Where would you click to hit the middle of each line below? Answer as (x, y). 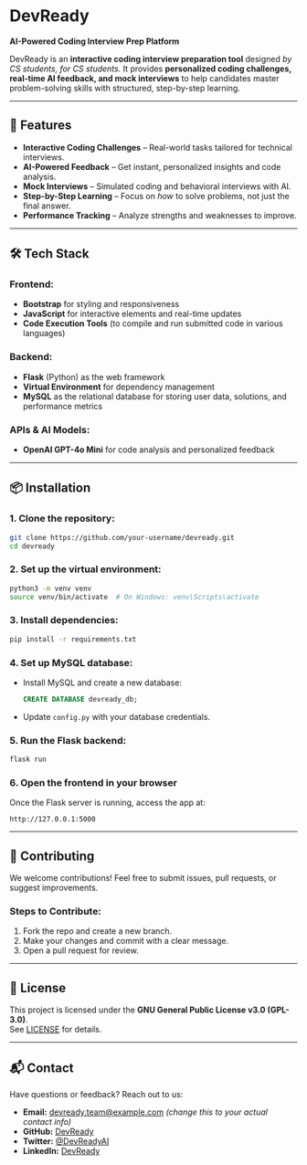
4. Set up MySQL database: (71, 662)
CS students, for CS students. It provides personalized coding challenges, (151, 69)
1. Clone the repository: (63, 519)
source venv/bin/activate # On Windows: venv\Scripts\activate (134, 597)
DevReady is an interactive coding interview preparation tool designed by (151, 58)
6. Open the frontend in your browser (94, 782)
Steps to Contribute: (56, 912)
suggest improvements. (54, 888)
